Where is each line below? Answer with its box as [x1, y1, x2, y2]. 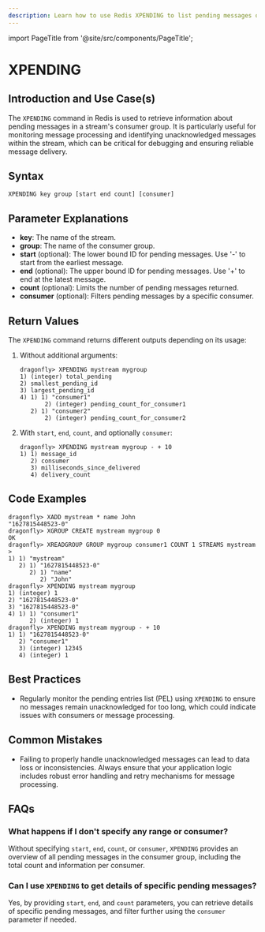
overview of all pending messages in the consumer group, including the [8, 852, 241, 862]
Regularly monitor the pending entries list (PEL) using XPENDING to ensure [19, 694, 256, 703]
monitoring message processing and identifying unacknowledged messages [8, 129, 256, 139]
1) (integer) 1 [8, 589, 58, 597]
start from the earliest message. [19, 258, 124, 268]
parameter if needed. [8, 915, 77, 924]
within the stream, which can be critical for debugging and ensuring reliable [8, 138, 254, 148]
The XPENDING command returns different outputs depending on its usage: [8, 335, 247, 345]
